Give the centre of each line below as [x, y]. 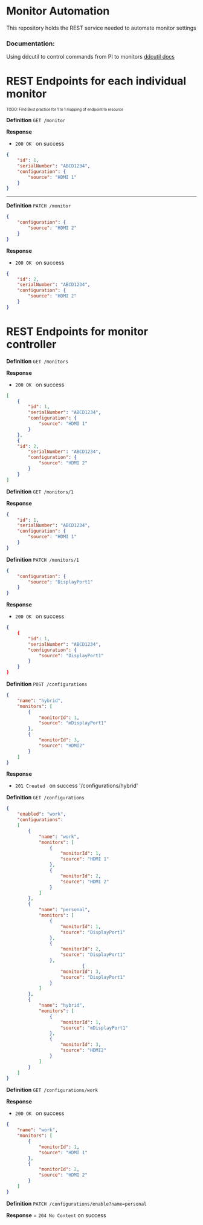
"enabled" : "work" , [42, 814]
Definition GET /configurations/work [52, 1090]
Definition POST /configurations [47, 684]
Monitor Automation [58, 11]
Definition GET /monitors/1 [40, 492]
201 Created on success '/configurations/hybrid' [76, 786]
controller [31, 344]
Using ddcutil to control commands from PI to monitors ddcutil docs [91, 57]
